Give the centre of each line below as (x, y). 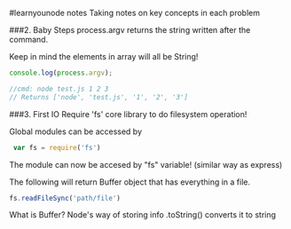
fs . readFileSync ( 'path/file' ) (65, 198)
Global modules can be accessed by (76, 131)
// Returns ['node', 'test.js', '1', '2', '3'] (99, 97)
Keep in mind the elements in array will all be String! (104, 56)
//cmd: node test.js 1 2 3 (59, 89)
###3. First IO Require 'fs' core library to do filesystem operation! (128, 114)
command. (29, 39)
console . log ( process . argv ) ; (61, 73)
